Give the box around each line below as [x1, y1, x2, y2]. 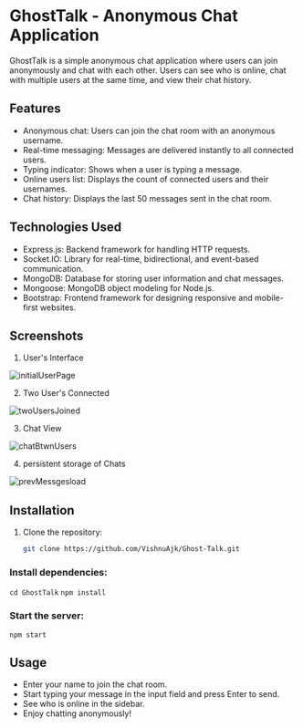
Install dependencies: [9, 566, 108, 578]
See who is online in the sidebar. [22, 699, 145, 710]
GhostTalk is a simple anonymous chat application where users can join [9, 55, 278, 66]
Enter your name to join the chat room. [22, 679, 168, 690]
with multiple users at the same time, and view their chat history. [9, 74, 252, 85]
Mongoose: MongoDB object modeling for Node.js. [22, 282, 214, 293]
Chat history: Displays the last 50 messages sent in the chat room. [22, 192, 272, 203]
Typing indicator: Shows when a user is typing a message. [22, 163, 243, 174]
